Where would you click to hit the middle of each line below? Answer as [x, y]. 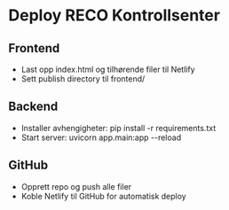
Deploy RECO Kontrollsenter [114, 16]
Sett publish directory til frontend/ [83, 79]
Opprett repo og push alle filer [76, 186]
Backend [33, 107]
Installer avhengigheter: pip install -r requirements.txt [118, 128]
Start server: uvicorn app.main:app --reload [101, 137]
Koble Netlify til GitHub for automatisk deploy [104, 196]
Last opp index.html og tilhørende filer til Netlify [108, 69]
